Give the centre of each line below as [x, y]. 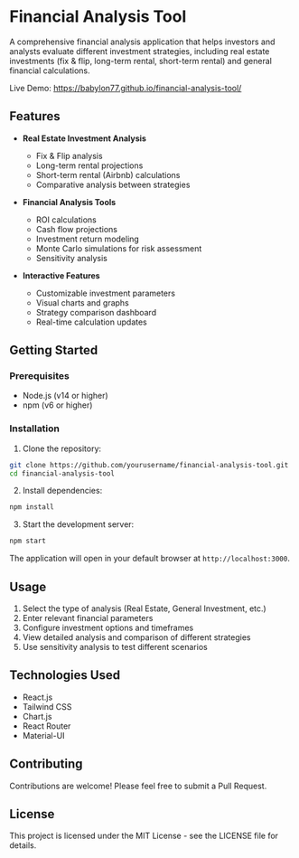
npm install [32, 507]
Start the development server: [78, 524]
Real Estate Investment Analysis [84, 138]
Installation [35, 429]
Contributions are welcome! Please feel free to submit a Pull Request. [138, 786]
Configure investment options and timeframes [108, 628]
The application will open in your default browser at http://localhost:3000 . [150, 559]
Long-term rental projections [89, 165]
